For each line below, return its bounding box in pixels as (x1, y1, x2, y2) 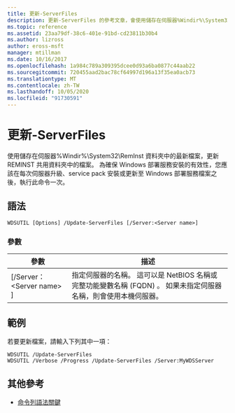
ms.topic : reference (7, 23, 68, 30)
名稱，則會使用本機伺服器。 (71, 291, 163, 301)
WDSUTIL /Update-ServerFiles (7, 351, 92, 358)
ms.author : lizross (7, 36, 64, 43)
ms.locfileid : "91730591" (7, 95, 83, 102)
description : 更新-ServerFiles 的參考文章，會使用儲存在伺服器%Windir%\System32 (7, 17, 231, 24)
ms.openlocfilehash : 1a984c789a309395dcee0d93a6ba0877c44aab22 (7, 62, 196, 69)
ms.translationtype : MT (7, 75, 77, 83)
